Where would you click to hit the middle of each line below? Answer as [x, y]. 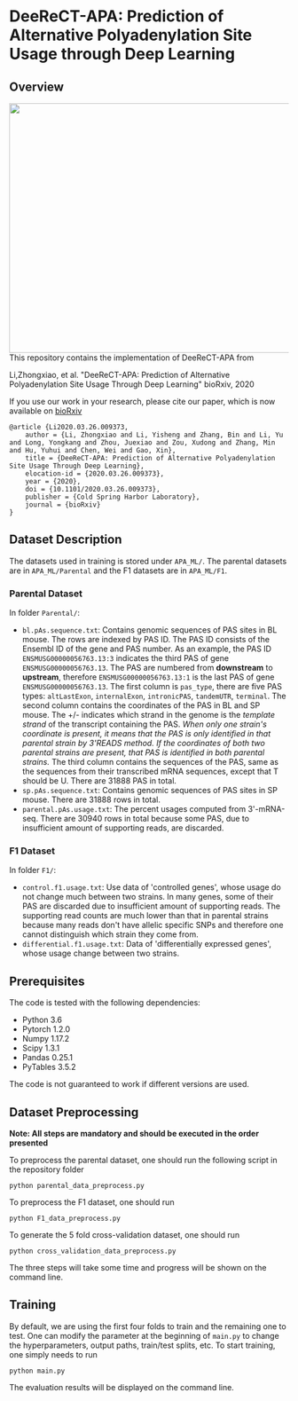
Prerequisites [47, 981]
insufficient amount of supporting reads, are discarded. [123, 828]
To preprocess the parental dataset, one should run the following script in [143, 1161]
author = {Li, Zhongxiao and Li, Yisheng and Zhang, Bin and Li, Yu [154, 435]
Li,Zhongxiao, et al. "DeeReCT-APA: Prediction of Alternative [120, 375]
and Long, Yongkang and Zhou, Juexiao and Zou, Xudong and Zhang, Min [142, 443]
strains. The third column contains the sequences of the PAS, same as [150, 762]
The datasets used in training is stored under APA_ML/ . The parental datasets [148, 561]
